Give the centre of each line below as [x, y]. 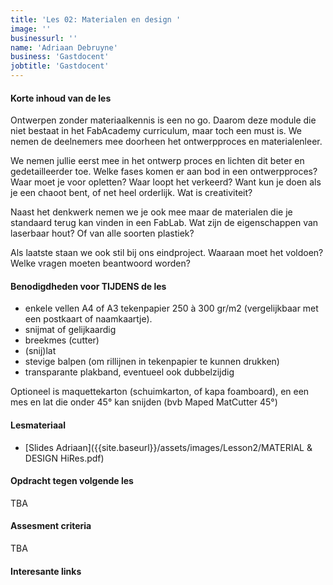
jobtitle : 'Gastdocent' [60, 66]
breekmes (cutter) [62, 340]
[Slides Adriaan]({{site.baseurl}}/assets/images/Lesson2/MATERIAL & [168, 447]
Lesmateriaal [38, 425]
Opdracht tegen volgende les [72, 481]
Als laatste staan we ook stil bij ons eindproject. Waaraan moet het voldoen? [167, 253]
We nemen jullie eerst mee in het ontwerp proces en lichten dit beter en [157, 161]
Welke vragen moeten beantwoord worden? [100, 263]
